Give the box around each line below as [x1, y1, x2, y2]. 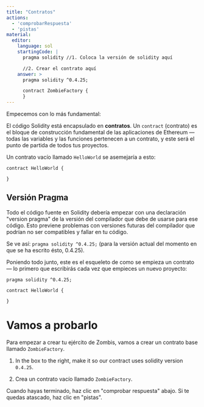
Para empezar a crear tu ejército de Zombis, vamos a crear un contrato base [6, 339, 198, 346]
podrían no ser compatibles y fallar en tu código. [6, 228, 128, 235]
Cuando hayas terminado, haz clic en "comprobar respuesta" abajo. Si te [6, 387, 189, 394]
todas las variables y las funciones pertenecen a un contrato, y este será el [6, 135, 195, 142]
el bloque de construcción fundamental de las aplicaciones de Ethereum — [6, 129, 195, 136]
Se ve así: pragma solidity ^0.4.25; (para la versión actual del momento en [6, 240, 197, 248]
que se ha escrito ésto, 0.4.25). [6, 246, 85, 254]
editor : [12, 37, 32, 43]
